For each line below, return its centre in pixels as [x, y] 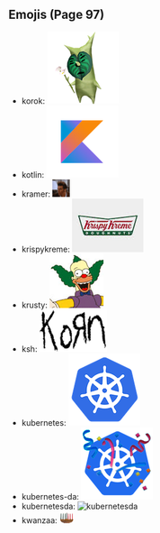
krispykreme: [46, 249]
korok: [33, 101]
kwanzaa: [39, 520]
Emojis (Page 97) [57, 15]
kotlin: [33, 174]
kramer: [36, 194]
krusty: [35, 305]
